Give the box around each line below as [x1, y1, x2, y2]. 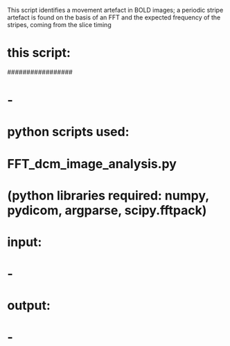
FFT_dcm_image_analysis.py [7, 156, 177, 172]
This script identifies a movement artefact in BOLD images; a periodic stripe [7, 6, 224, 14]
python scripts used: [7, 124, 130, 140]
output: [7, 298, 51, 313]
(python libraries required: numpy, [7, 188, 209, 204]
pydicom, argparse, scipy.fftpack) [7, 202, 207, 218]
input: [7, 234, 42, 249]
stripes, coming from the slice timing [7, 21, 112, 28]
